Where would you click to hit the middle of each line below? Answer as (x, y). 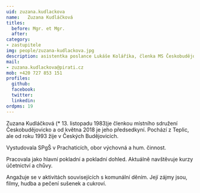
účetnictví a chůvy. (29, 166)
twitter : (22, 95)
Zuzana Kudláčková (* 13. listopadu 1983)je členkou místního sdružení (92, 123)
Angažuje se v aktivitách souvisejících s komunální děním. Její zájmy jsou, (97, 177)
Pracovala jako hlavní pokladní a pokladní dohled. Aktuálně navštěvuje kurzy (100, 159)
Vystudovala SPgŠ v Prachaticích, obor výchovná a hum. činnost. (86, 148)
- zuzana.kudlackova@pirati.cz (45, 67)
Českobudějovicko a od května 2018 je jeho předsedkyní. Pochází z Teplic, (98, 130)
